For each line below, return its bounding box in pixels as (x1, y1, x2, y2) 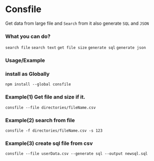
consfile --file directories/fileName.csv (5, 105, 96, 110)
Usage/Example (5, 57, 45, 64)
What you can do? (5, 33, 51, 40)
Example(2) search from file (5, 117, 75, 124)
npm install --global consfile (5, 82, 71, 87)
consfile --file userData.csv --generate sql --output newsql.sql (5, 151, 148, 156)
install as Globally (5, 71, 50, 78)
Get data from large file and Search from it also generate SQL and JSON (5, 20, 149, 26)
